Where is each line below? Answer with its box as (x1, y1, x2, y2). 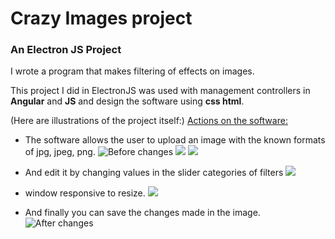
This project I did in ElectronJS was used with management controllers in (10, 85, 311, 97)
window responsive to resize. (24, 187, 146, 199)
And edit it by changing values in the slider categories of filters (24, 167, 284, 179)
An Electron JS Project (10, 43, 122, 57)
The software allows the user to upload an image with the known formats (24, 134, 326, 146)
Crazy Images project (10, 7, 193, 30)
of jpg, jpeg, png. (24, 146, 96, 158)
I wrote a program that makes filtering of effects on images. (10, 65, 255, 77)
